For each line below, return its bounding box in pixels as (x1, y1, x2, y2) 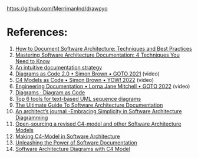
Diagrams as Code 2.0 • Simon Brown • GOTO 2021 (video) (15, 70, 160, 77)
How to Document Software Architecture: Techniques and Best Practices (15, 45, 192, 52)
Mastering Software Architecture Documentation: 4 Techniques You (15, 51, 180, 58)
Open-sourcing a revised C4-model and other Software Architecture (15, 120, 181, 127)
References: (6, 26, 68, 39)
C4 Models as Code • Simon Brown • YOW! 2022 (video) (15, 76, 154, 83)
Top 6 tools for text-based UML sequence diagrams (15, 95, 141, 102)
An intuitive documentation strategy (15, 64, 103, 71)
